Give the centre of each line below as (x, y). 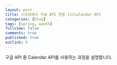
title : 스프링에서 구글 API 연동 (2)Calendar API (53, 14)
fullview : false (22, 28)
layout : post (19, 10)
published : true (22, 38)
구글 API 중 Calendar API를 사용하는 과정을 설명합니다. (59, 57)
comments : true (21, 33)
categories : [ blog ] (25, 19)
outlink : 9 (16, 42)
